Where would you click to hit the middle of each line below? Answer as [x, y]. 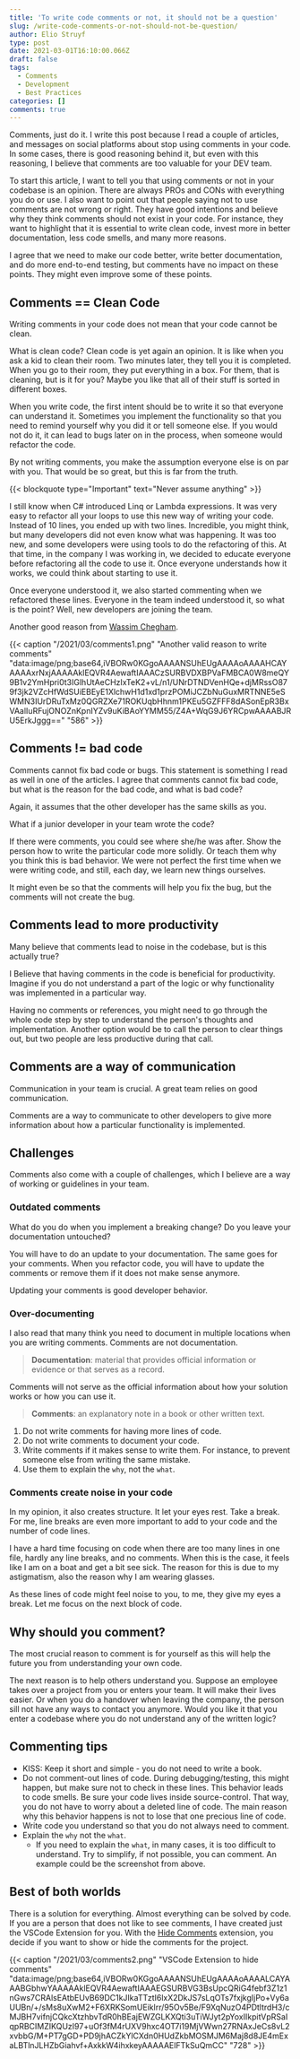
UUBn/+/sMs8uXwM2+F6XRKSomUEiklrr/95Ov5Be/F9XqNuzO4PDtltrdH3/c [150, 2007]
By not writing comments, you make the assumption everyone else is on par [149, 462]
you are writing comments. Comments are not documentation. [124, 1342]
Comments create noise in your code [91, 1492]
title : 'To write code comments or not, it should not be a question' [144, 17]
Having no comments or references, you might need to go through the [139, 1010]
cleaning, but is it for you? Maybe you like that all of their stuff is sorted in [145, 380]
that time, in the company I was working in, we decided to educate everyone [150, 554]
